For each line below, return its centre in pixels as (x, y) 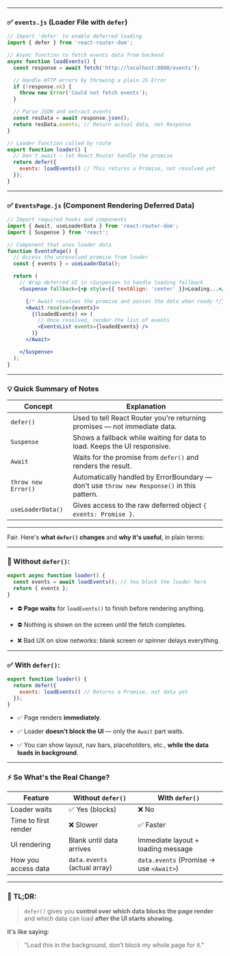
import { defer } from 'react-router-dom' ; (70, 43)
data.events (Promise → (177, 859)
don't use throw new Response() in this (135, 485)
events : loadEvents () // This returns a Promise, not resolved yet (117, 169)
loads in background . (48, 753)
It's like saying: (28, 931)
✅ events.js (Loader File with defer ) (67, 22)
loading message (165, 848)
